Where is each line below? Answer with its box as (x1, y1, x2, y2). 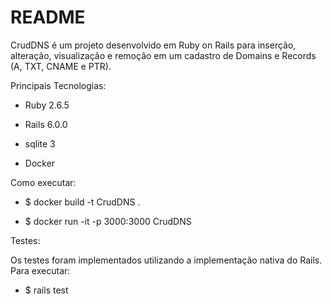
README (10, 6, 86, 29)
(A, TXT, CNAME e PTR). (10, 60, 112, 72)
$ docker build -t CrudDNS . (24, 196, 141, 208)
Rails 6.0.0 (24, 118, 68, 130)
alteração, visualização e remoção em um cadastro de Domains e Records (10, 49, 317, 61)
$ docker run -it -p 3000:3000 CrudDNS (24, 215, 192, 227)
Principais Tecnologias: (10, 79, 107, 91)
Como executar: (10, 176, 77, 188)
